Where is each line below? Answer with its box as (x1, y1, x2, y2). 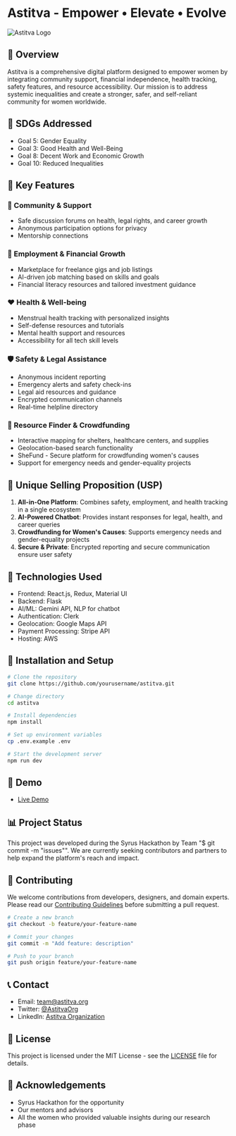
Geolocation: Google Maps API (17, 619, 107, 628)
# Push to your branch (7, 953, 74, 960)
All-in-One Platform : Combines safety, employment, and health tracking (17, 498, 228, 507)
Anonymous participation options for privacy (17, 224, 147, 233)
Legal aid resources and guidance (17, 388, 116, 396)
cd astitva (7, 699, 39, 706)
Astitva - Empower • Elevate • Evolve (7, 5, 227, 21)
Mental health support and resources (17, 328, 125, 337)
